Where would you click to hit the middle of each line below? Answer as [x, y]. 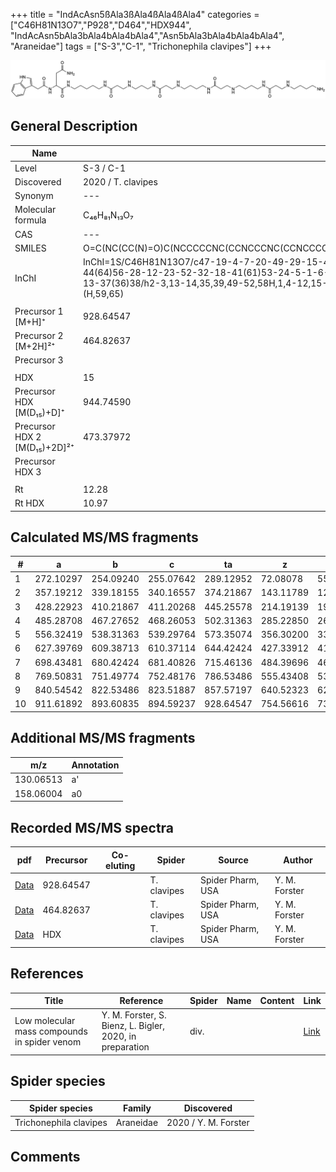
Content [277, 1001]
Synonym [34, 196]
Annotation [95, 765]
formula [30, 220]
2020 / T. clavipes [120, 181]
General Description [74, 126]
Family [137, 1108]
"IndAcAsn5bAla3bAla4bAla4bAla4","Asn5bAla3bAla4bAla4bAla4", [147, 35]
